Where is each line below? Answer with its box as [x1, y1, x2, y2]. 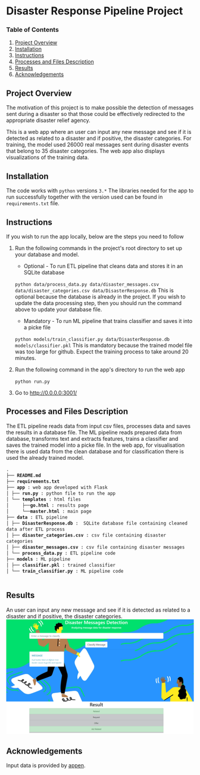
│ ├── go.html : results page [6, 502, 89, 508]
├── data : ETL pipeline [6, 514, 68, 520]
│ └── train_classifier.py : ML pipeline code [6, 568, 124, 574]
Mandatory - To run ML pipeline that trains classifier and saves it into [23, 317, 193, 324]
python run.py [14, 379, 50, 385]
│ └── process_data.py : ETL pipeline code [6, 550, 116, 556]
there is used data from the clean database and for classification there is [6, 447, 185, 455]
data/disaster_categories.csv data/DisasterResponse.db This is [14, 286, 174, 294]
